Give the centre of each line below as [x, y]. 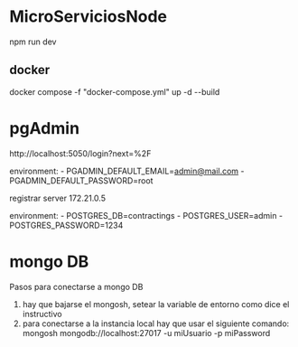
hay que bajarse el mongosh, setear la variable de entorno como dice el [156, 304]
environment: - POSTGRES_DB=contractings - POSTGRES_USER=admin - [146, 215]
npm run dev [33, 42]
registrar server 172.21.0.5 [58, 198]
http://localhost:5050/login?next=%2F [80, 153]
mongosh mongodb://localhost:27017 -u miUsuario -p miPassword [146, 333]
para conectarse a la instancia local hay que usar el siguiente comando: [156, 324]
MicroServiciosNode [88, 17]
